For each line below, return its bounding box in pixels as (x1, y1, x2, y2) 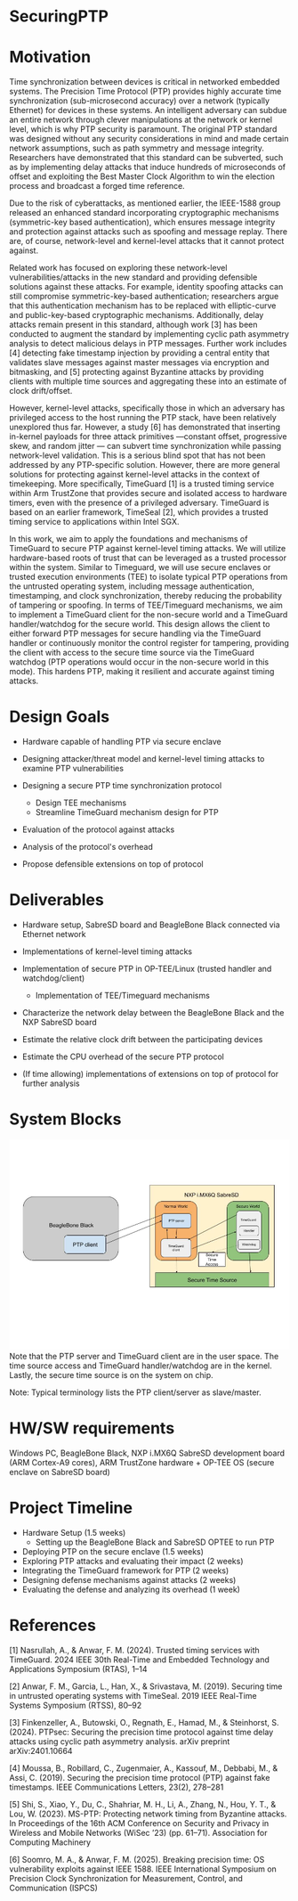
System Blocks (9, 1109, 122, 1130)
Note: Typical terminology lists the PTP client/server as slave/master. (9, 1387, 262, 1398)
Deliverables (9, 890, 104, 910)
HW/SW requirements (9, 1418, 175, 1439)
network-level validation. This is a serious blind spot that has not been (9, 450, 266, 461)
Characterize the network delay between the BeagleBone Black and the (21, 1008, 285, 1017)
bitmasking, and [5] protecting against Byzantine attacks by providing (9, 367, 264, 378)
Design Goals (9, 706, 109, 727)
